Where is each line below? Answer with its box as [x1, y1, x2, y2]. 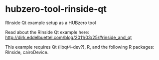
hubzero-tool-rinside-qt [5, 3, 107, 15]
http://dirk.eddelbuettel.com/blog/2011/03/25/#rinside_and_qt [5, 34, 132, 40]
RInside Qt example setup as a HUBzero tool [5, 20, 96, 26]
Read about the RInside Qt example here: [5, 29, 90, 35]
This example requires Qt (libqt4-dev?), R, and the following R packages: [5, 44, 155, 50]
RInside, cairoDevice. [5, 49, 49, 55]
